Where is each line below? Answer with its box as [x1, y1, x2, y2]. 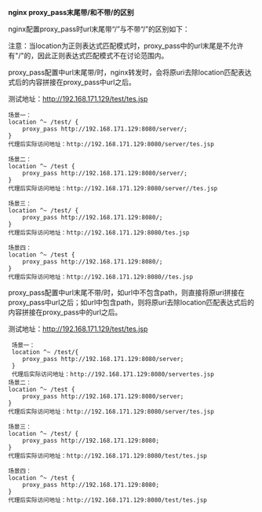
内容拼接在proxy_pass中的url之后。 [8, 308, 122, 317]
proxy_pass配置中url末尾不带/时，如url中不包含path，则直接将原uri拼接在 [8, 288, 246, 297]
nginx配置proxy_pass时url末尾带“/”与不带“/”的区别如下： [8, 24, 190, 34]
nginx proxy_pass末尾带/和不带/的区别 [8, 8, 135, 17]
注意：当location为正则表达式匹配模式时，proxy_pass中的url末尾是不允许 [8, 41, 244, 50]
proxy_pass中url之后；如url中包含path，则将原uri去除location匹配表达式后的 [8, 298, 255, 307]
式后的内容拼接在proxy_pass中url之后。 [8, 78, 136, 87]
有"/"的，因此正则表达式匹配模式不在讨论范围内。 [8, 51, 169, 60]
